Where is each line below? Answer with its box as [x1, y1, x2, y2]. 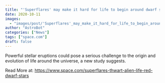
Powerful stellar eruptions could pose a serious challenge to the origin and [5, 53, 156, 58]
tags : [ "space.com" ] [5, 35, 48, 40]
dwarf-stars [5, 72, 29, 79]
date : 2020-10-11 [5, 12, 41, 17]
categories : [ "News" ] [5, 30, 50, 35]
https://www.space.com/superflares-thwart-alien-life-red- [34, 67, 153, 73]
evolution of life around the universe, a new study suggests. [5, 57, 126, 64]
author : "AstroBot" [5, 26, 45, 30]
